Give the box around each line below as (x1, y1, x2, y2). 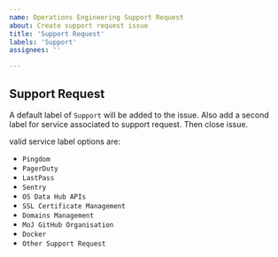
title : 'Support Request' (9, 29, 104, 38)
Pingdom (21, 155, 50, 163)
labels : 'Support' (9, 37, 77, 47)
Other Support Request (21, 239, 106, 248)
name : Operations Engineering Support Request (9, 12, 184, 22)
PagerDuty (21, 164, 59, 173)
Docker (21, 230, 47, 238)
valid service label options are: (9, 136, 121, 147)
